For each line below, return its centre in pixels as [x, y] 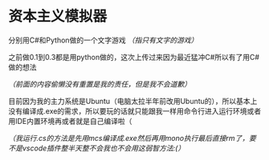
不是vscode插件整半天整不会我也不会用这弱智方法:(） [97, 148]
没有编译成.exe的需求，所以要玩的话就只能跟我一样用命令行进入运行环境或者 [135, 111]
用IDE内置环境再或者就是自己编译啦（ [70, 121]
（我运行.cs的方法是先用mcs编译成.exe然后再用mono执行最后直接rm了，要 [132, 138]
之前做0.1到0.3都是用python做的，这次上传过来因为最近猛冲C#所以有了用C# [134, 57]
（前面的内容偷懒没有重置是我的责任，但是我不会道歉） [100, 84]
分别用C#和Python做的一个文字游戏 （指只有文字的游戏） [103, 40]
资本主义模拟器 [58, 16]
